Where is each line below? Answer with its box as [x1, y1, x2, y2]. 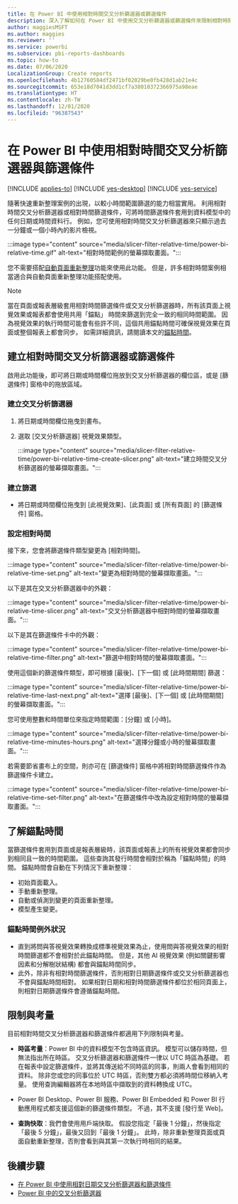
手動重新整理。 [17, 887, 62, 896]
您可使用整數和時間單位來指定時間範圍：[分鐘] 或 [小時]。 [7, 715, 176, 724]
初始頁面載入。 [17, 878, 62, 887]
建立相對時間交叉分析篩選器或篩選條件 [7, 351, 175, 363]
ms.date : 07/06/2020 [7, 63, 69, 70]
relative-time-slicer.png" [7, 607, 79, 615]
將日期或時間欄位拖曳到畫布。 [17, 417, 105, 425]
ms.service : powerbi [7, 43, 69, 50]
